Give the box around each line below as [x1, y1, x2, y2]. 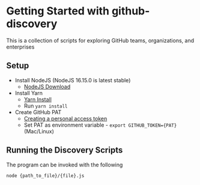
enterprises [6, 43, 35, 50]
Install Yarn [14, 89, 43, 97]
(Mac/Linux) [23, 127, 54, 135]
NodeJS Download [23, 83, 71, 90]
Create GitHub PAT [14, 108, 62, 115]
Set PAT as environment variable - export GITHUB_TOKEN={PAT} [23, 121, 177, 129]
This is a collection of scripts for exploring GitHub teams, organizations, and [6, 37, 194, 44]
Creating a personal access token [23, 115, 108, 122]
